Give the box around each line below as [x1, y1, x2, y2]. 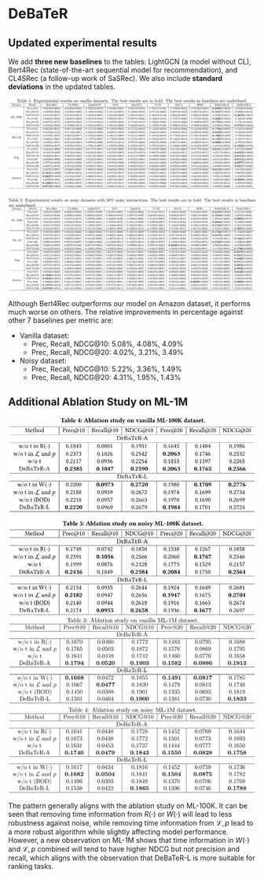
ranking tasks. [8, 861, 54, 870]
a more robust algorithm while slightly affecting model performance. [8, 827, 229, 837]
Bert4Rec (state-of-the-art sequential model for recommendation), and [8, 65, 238, 75]
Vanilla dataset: [19, 331, 69, 341]
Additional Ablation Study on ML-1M [8, 395, 189, 409]
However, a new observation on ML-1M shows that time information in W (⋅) [8, 835, 250, 844]
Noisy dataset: [19, 356, 67, 366]
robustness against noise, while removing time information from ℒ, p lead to [8, 818, 254, 827]
